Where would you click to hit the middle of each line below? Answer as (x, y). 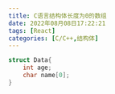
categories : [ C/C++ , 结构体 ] (53, 38)
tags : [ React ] (32, 31)
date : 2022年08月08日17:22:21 (57, 23)
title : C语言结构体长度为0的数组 (57, 16)
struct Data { (30, 60)
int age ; (37, 68)
